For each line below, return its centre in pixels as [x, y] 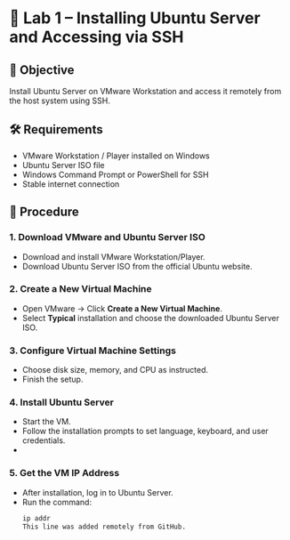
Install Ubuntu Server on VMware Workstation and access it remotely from [145, 91]
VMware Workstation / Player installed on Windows [116, 156]
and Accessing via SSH [97, 37]
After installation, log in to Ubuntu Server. [97, 492]
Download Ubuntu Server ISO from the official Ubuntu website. [137, 266]
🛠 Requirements [56, 129]
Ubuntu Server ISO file [63, 165]
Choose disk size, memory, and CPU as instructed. [115, 370]
